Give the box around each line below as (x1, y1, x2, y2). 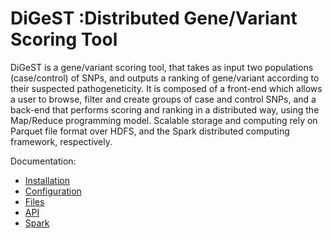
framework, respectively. (10, 135, 113, 147)
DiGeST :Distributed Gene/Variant (10, 7, 298, 30)
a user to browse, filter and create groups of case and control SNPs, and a (10, 93, 317, 105)
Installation (24, 174, 71, 186)
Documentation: (10, 155, 77, 167)
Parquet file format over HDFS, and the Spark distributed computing (10, 125, 290, 137)
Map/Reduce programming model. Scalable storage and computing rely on (10, 114, 318, 126)
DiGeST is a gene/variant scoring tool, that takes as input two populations (10, 61, 314, 73)
